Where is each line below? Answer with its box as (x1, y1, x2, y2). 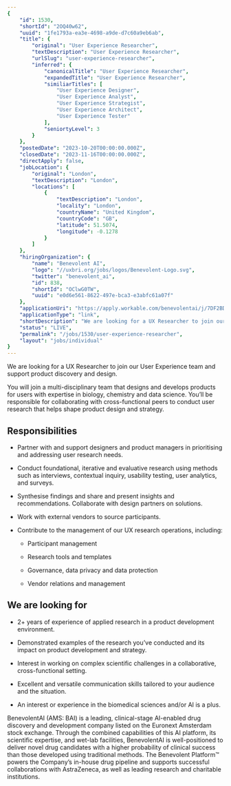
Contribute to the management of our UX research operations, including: (16, 525, 223, 534)
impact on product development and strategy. (16, 645, 147, 654)
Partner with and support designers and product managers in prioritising (16, 443, 223, 452)
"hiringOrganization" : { (19, 254, 91, 261)
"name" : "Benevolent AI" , (32, 260, 107, 267)
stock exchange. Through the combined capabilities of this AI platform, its (7, 728, 217, 736)
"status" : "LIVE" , (19, 324, 72, 331)
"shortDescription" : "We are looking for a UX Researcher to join (19, 318, 214, 325)
